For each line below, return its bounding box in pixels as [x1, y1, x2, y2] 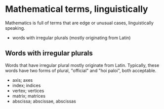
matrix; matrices [12, 93, 46, 99]
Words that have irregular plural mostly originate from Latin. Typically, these [5, 62, 160, 68]
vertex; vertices [12, 88, 44, 94]
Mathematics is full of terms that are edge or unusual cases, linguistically [5, 20, 154, 26]
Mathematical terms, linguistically [5, 3, 148, 15]
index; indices [12, 82, 41, 88]
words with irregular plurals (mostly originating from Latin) [12, 35, 131, 41]
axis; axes [12, 77, 33, 83]
